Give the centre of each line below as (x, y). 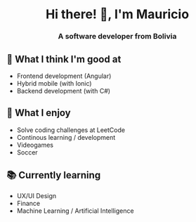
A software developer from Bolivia (117, 37)
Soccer (27, 152)
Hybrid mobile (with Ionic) (54, 83)
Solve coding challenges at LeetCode (71, 130)
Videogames (35, 145)
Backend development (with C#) (63, 91)
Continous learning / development (66, 137)
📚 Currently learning (54, 175)
